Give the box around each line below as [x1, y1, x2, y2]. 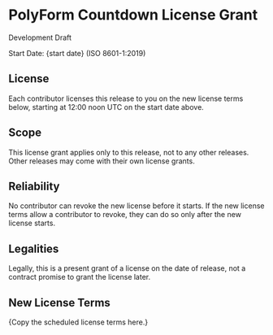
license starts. [8, 218, 55, 228]
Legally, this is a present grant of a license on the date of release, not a [8, 263, 246, 273]
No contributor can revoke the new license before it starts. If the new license [8, 201, 265, 211]
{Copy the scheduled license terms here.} [8, 317, 149, 327]
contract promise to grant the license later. [8, 272, 151, 282]
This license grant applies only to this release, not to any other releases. [8, 147, 249, 157]
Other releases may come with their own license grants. [8, 156, 195, 166]
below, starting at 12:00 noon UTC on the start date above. [8, 102, 205, 111]
